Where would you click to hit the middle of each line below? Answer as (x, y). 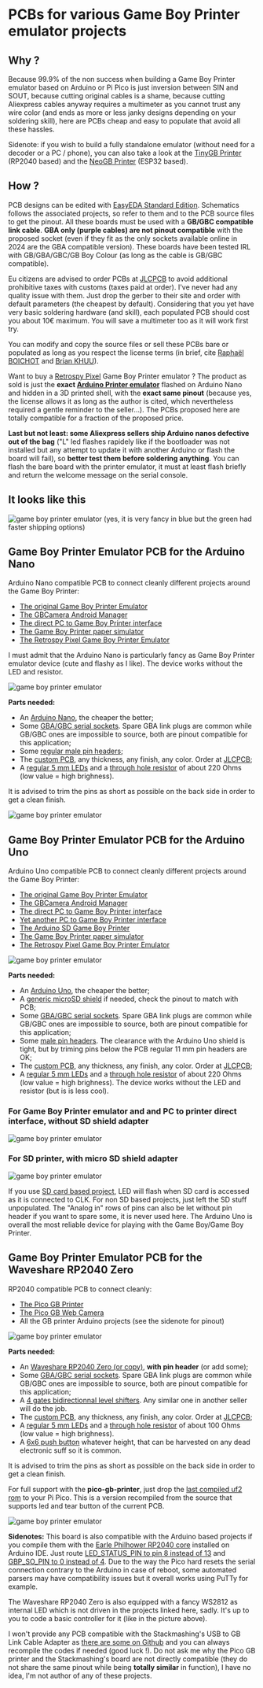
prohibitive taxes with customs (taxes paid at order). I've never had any (123, 287)
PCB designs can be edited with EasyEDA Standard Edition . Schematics (124, 205)
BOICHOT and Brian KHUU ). (54, 360)
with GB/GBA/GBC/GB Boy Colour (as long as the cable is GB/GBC (115, 255)
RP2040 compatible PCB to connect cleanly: (80, 1289)
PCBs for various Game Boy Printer (124, 15)
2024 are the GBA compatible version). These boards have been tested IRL (130, 246)
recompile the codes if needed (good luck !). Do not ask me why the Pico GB (132, 1650)
